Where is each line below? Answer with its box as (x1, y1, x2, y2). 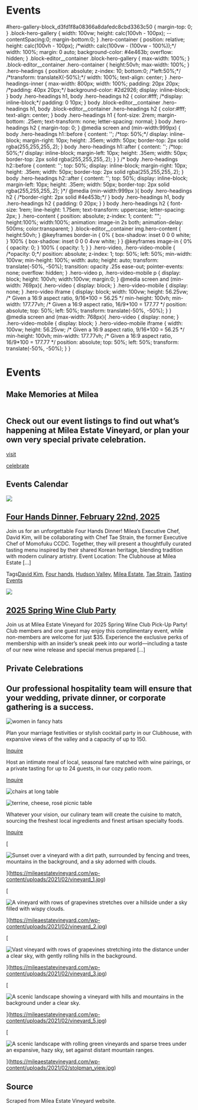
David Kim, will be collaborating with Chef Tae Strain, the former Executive (6, 534, 187, 541)
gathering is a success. (6, 702, 94, 712)
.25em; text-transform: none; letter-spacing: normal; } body (26, 118, 171, 125)
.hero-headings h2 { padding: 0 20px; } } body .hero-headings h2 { (6, 199, 170, 207)
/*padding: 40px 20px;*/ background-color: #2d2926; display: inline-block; (6, 86, 190, 93)
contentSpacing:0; (6, 36, 51, 43)
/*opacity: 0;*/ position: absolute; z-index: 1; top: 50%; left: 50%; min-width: (6, 250, 192, 257)
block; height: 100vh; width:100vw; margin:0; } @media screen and (6, 275, 170, 283)
